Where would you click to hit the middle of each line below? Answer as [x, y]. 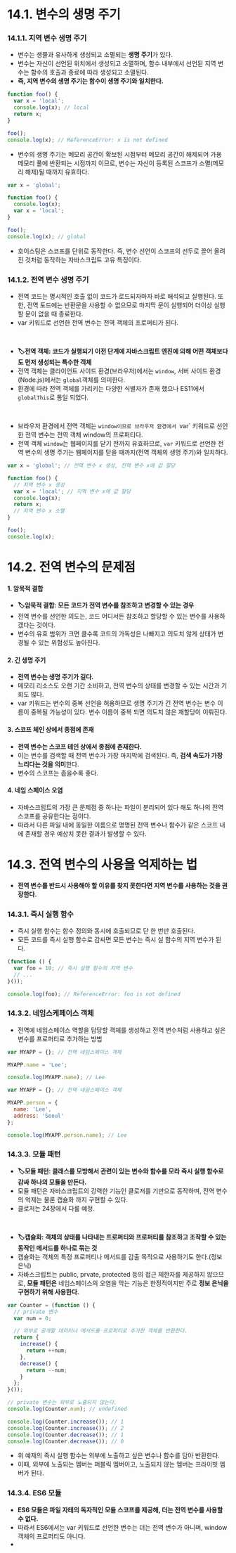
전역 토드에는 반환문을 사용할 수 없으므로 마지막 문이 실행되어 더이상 [120, 305]
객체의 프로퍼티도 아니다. [51, 1536]
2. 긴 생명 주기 [27, 660]
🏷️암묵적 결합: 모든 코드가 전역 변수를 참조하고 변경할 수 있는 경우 [106, 605]
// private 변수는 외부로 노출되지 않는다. [62, 1403]
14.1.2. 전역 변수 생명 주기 [48, 280]
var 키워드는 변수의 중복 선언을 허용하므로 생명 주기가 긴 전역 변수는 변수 [117, 703]
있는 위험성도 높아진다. [69, 643]
